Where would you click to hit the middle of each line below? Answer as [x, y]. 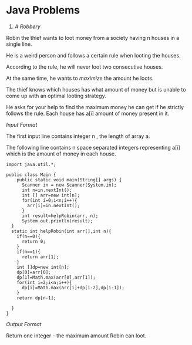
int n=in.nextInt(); [47, 190]
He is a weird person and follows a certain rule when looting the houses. [93, 55]
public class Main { [31, 175]
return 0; [33, 241]
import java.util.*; [31, 164]
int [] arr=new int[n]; [51, 195]
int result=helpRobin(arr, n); [60, 216]
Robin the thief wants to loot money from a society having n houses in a [93, 38]
